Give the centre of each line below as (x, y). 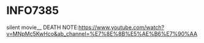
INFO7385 (33, 11)
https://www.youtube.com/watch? (122, 27)
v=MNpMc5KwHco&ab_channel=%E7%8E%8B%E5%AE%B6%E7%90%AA (102, 33)
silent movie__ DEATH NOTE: (43, 27)
